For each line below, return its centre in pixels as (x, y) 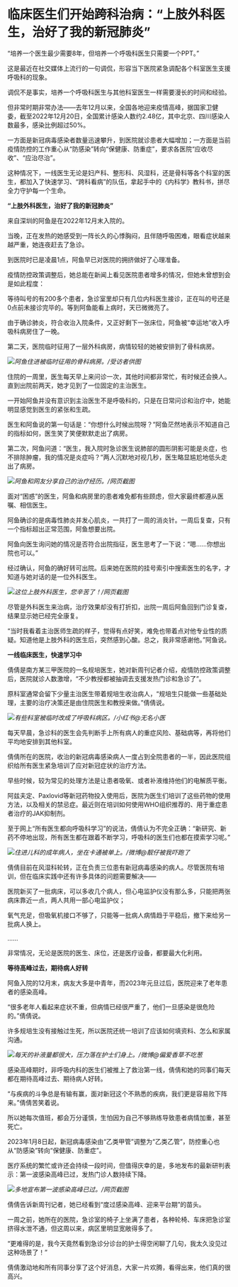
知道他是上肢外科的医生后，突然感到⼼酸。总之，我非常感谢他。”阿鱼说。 (125, 639)
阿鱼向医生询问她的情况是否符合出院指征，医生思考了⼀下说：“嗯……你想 (113, 544)
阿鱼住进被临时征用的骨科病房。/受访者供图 (78, 361)
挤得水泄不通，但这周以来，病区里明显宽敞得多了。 (82, 1228)
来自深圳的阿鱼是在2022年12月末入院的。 (68, 220)
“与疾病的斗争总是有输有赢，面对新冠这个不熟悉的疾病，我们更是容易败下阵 (118, 1094)
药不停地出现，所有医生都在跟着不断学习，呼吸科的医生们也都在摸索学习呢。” (119, 837)
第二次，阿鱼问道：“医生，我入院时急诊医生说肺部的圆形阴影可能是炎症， (114, 448)
